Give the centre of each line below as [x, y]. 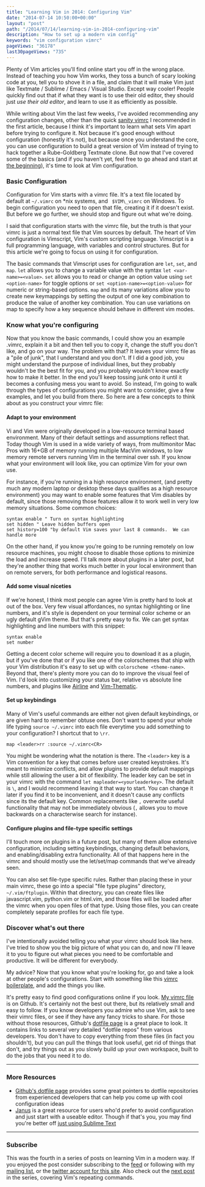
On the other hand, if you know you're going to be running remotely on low [100, 546]
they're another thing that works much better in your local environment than [102, 565]
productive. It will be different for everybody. [63, 961]
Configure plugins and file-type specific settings [70, 828]
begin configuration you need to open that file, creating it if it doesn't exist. [100, 208]
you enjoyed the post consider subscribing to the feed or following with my [101, 1164]
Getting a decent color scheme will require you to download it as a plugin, [99, 653]
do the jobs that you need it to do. [49, 1056]
